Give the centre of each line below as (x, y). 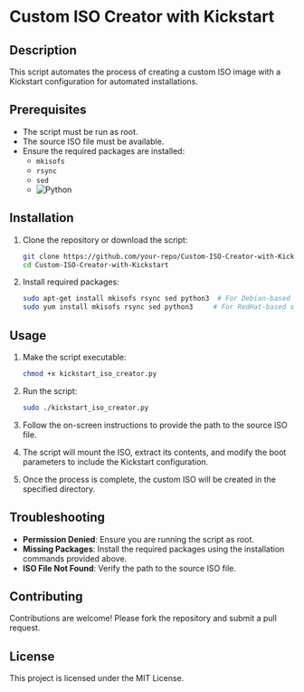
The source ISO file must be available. (93, 141)
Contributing (46, 596)
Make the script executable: (74, 357)
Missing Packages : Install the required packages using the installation (153, 549)
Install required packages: (71, 282)
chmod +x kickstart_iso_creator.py (90, 373)
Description (43, 50)
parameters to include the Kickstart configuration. (115, 461)
